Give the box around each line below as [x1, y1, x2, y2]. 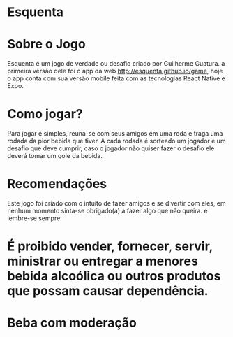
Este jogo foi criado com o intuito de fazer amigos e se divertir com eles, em [7, 199, 227, 207]
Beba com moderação [7, 315, 137, 331]
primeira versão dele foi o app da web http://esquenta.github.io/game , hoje [7, 67, 223, 76]
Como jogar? [7, 106, 84, 122]
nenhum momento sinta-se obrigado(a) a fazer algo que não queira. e [7, 207, 208, 215]
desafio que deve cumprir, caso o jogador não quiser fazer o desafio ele [7, 144, 215, 152]
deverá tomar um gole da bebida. [7, 152, 103, 160]
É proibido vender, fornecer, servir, [7, 238, 213, 254]
